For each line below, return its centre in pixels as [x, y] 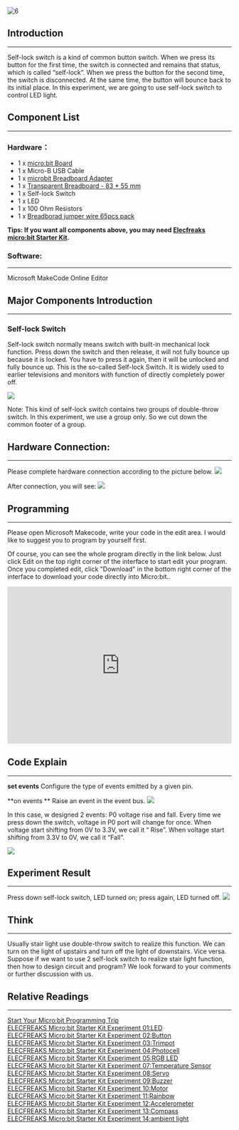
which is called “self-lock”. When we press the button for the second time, [116, 72]
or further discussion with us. [51, 974]
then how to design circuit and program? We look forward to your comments [119, 967]
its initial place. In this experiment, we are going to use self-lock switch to [115, 87]
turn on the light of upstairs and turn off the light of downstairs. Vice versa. [117, 951]
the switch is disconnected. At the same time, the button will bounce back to [119, 80]
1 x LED [28, 201]
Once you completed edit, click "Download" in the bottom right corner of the [119, 569]
